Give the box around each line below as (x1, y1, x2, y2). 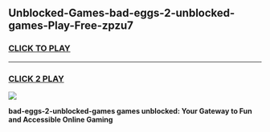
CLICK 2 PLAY (8, 73, 64, 84)
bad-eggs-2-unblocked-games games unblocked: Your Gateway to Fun (8, 106, 253, 115)
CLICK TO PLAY (8, 43, 71, 54)
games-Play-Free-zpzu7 (8, 19, 134, 33)
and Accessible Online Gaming (8, 114, 113, 124)
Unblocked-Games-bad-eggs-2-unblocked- (8, 6, 235, 20)
